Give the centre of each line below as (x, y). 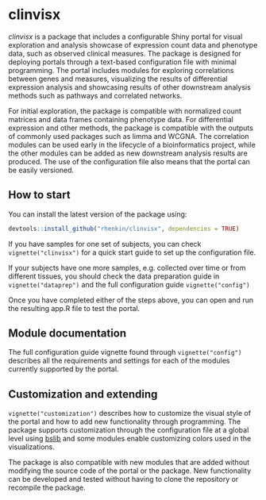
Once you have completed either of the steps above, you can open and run (131, 300)
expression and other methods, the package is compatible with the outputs (131, 128)
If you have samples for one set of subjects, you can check (105, 244)
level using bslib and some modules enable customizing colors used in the (130, 439)
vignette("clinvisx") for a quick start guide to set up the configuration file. (132, 252)
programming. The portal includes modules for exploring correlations (121, 70)
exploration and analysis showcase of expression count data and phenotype (133, 44)
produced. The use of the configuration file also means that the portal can (129, 161)
